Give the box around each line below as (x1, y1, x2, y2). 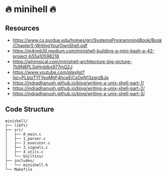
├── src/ (5, 127, 24, 132)
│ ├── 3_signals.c (5, 145, 49, 150)
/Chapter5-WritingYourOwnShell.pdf (12, 43, 88, 48)
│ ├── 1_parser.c (5, 136, 46, 141)
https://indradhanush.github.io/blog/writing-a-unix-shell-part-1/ (12, 80, 144, 86)
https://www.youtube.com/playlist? (12, 69, 85, 75)
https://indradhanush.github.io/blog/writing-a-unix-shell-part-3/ (12, 91, 145, 97)
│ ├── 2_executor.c (5, 140, 51, 145)
